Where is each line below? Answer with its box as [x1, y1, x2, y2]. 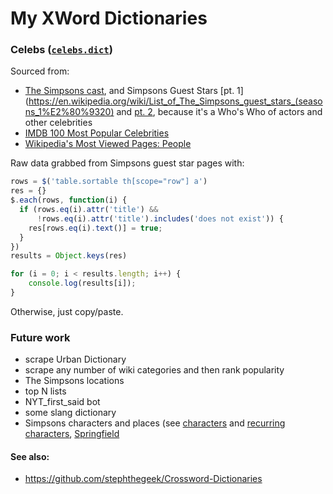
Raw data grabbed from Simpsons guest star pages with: [10, 157, 245, 169]
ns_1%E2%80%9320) [24, 106, 115, 118]
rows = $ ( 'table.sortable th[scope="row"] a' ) [10, 177, 208, 187]
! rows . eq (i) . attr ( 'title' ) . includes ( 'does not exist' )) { [36, 213, 284, 224]
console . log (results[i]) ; [28, 278, 137, 289]
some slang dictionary [24, 407, 117, 419]
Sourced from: [10, 65, 70, 77]
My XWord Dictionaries [10, 7, 208, 30]
